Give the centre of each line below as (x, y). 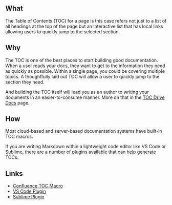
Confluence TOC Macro (38, 186)
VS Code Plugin (29, 191)
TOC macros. (19, 137)
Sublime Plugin (28, 197)
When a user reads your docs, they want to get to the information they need (85, 66)
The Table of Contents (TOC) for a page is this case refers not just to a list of (86, 20)
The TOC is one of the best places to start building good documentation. (82, 60)
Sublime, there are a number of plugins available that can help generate (81, 152)
